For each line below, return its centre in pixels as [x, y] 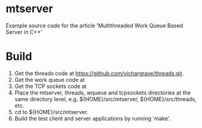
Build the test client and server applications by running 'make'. [92, 118]
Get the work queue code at [50, 79]
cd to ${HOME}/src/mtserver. [51, 112]
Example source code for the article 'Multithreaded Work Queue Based [94, 25]
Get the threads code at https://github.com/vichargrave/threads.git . [99, 73]
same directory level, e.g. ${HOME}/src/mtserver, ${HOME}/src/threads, [105, 99]
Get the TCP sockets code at [50, 86]
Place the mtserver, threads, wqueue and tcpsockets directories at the [103, 92]
